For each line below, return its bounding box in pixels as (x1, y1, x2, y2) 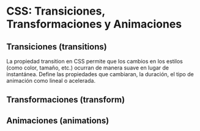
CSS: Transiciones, (6, 4, 105, 18)
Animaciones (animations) (6, 115, 109, 126)
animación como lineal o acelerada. (6, 77, 96, 84)
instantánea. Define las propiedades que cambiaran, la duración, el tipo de (6, 71, 194, 77)
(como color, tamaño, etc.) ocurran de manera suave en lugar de (6, 64, 169, 71)
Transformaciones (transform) (6, 94, 125, 105)
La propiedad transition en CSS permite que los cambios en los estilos (6, 58, 183, 65)
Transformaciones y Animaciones (6, 17, 182, 31)
